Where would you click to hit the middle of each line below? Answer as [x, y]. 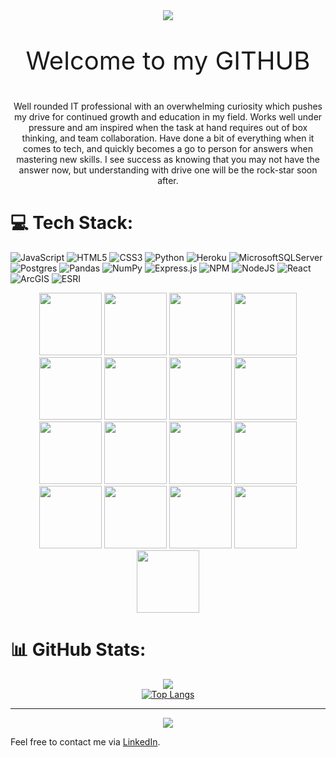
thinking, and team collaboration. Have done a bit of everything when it [168, 138]
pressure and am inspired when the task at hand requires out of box [168, 127]
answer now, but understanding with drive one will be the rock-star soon [168, 170]
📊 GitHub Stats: [78, 650]
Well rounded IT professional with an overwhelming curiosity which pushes [168, 106]
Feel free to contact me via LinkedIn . [85, 741]
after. [168, 180]
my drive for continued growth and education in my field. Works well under [168, 117]
